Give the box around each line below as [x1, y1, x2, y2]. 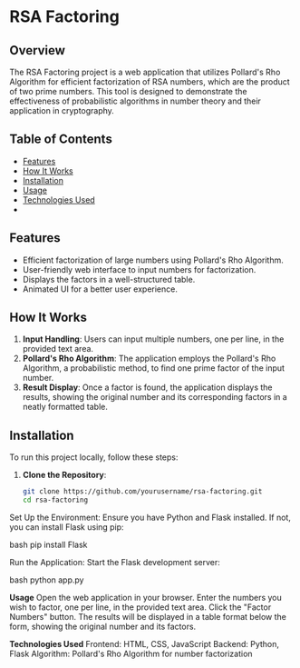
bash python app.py [9, 574, 84, 585]
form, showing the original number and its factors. [9, 621, 197, 632]
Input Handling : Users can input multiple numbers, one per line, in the [22, 334, 285, 344]
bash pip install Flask [9, 539, 88, 550]
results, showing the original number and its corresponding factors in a [22, 392, 287, 403]
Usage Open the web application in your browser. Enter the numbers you [9, 593, 283, 603]
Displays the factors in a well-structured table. [22, 274, 196, 284]
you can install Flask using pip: [9, 522, 124, 533]
